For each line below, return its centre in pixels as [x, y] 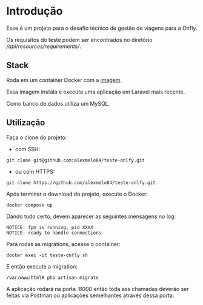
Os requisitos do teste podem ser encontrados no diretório [79, 39]
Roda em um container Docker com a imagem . [64, 80]
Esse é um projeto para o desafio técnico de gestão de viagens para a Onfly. [102, 28]
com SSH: [28, 149]
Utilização [26, 123]
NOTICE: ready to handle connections [54, 233]
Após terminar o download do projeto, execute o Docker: [77, 194]
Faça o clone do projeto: [37, 137]
